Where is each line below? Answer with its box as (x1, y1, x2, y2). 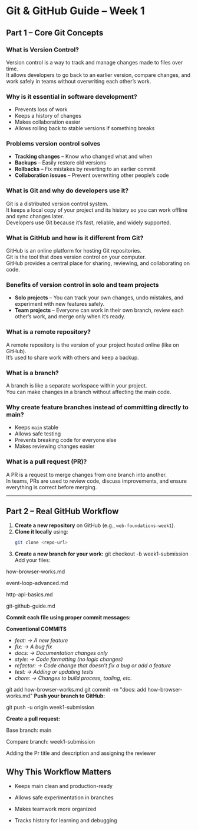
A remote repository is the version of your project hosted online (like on (6, 341, 180, 348)
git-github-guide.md (6, 602, 55, 610)
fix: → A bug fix (14, 643, 52, 650)
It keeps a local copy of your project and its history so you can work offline (6, 206, 187, 214)
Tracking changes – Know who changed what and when (14, 153, 153, 160)
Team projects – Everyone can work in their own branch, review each (14, 306, 184, 314)
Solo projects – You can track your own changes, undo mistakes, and (14, 294, 184, 301)
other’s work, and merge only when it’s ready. (14, 313, 126, 320)
